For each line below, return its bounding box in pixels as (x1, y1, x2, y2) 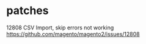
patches (6, 4, 49, 18)
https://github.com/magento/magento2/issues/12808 (6, 30, 140, 37)
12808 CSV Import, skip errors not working (6, 24, 114, 31)
